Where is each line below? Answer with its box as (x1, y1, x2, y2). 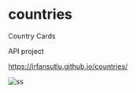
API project (8, 46, 45, 55)
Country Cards (8, 31, 57, 41)
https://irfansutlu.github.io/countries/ (8, 61, 128, 71)
